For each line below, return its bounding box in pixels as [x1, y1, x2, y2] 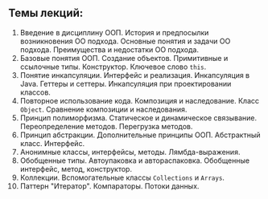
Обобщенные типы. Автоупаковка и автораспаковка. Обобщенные [19, 156, 250, 165]
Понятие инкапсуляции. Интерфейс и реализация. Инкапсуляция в [19, 70, 250, 79]
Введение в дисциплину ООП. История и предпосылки [19, 27, 209, 37]
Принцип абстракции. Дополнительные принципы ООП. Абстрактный [19, 130, 261, 140]
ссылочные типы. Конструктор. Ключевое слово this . [19, 62, 207, 71]
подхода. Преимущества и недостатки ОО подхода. [19, 44, 200, 55]
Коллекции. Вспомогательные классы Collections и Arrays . [19, 173, 225, 182]
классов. [19, 87, 51, 97]
